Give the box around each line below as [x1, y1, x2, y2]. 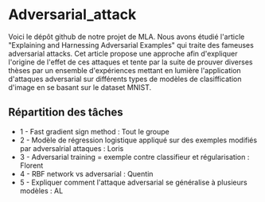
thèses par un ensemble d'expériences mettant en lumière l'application [8, 65, 241, 75]
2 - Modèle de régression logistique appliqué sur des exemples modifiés [19, 135, 257, 145]
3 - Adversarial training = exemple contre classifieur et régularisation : [19, 152, 250, 161]
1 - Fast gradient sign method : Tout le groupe [19, 126, 170, 136]
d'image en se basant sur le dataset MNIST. [8, 82, 152, 92]
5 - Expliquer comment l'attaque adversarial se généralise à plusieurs [19, 177, 248, 187]
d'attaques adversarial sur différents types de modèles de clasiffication [8, 74, 242, 84]
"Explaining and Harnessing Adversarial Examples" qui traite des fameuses [8, 40, 255, 49]
